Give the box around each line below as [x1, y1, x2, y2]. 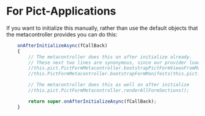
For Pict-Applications [6, 4, 117, 18]
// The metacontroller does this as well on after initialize [28, 82, 190, 88]
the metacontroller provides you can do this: [6, 30, 118, 38]
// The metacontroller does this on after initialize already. [28, 53, 192, 60]
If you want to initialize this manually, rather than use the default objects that [6, 24, 198, 32]
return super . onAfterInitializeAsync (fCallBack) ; [28, 98, 157, 104]
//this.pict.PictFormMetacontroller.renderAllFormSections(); [28, 87, 190, 94]
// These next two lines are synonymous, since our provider [28, 60, 187, 66]
